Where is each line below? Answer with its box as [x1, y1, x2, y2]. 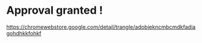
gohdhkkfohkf [6, 29, 41, 36]
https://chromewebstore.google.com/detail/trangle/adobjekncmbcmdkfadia [6, 23, 196, 30]
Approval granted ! [6, 4, 103, 17]
